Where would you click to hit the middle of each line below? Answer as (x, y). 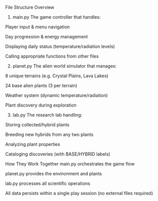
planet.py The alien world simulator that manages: (65, 66)
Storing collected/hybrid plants (37, 125)
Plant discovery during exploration (41, 105)
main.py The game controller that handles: (57, 17)
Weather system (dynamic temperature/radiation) (57, 95)
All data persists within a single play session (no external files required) (79, 193)
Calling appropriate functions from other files (52, 56)
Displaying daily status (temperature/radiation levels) (60, 46)
